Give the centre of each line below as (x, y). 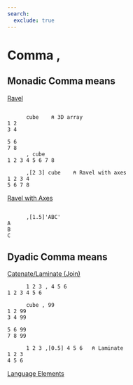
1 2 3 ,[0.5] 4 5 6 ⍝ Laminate (75, 348)
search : (19, 14)
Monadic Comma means (61, 81)
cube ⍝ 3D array (54, 117)
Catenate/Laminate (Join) (44, 274)
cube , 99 (40, 305)
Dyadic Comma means (57, 257)
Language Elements (36, 374)
